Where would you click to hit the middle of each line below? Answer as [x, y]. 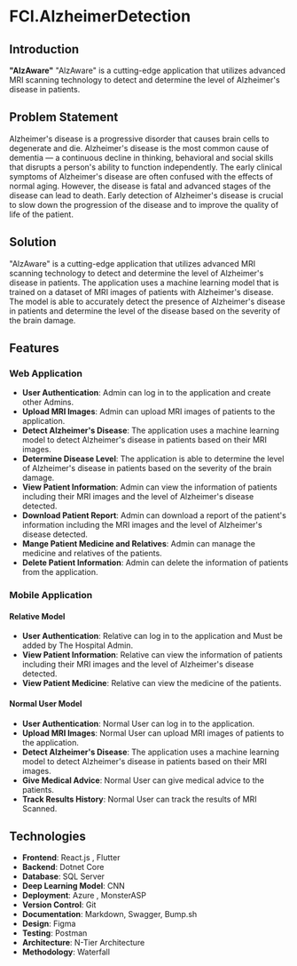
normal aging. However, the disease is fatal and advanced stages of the [140, 186]
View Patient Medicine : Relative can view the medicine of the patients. [152, 683]
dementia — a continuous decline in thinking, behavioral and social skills [141, 157]
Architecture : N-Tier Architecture [83, 943]
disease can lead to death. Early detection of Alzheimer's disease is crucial [146, 195]
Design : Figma [49, 924]
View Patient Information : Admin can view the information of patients [149, 487]
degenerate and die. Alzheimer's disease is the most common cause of [139, 148]
